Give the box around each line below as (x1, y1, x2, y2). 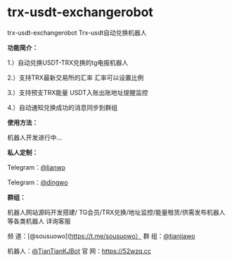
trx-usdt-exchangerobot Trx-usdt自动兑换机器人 (7, 28, 147, 37)
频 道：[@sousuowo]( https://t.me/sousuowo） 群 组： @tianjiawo (7, 232, 195, 240)
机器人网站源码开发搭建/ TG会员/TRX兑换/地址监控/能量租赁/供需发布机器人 (7, 208, 226, 216)
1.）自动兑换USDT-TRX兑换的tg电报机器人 (7, 58, 129, 67)
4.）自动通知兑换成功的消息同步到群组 (7, 103, 118, 111)
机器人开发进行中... (7, 133, 63, 142)
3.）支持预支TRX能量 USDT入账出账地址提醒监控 (7, 88, 149, 96)
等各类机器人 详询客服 (7, 216, 71, 225)
